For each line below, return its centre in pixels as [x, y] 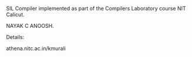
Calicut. [15, 15]
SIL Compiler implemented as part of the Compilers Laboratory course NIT [96, 8]
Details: [15, 37]
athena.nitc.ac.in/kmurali [36, 48]
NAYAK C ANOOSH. [30, 26]
